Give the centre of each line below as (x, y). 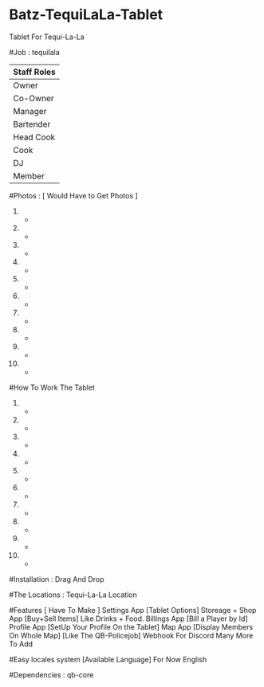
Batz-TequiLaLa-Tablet (86, 15)
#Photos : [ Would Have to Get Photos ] (73, 195)
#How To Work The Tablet (52, 387)
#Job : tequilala (35, 52)
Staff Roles (35, 72)
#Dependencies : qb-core (51, 674)
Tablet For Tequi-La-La (47, 37)
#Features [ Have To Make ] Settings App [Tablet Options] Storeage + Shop (133, 610)
